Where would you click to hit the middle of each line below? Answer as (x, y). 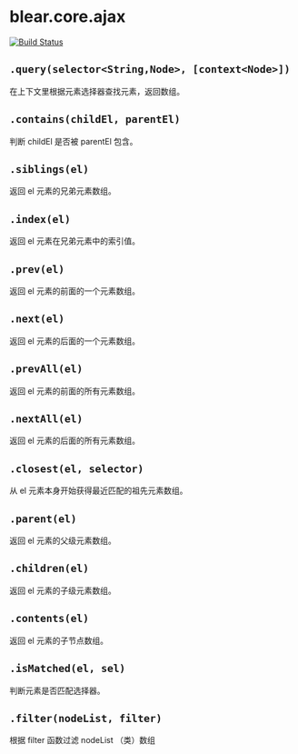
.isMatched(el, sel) (68, 669)
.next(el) (37, 319)
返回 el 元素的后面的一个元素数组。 (75, 341)
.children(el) (49, 568)
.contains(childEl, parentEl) (95, 120)
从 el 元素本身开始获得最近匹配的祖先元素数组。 (99, 491)
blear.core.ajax (68, 17)
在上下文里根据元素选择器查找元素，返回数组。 (97, 91)
